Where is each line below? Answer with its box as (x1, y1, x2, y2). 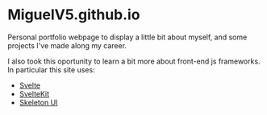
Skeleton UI (19, 97, 58, 107)
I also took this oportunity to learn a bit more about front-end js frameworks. (7, 56, 261, 66)
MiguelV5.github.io (7, 6, 140, 24)
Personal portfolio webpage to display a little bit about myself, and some (7, 32, 248, 42)
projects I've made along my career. (7, 40, 127, 50)
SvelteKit (19, 88, 50, 98)
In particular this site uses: (7, 64, 95, 74)
